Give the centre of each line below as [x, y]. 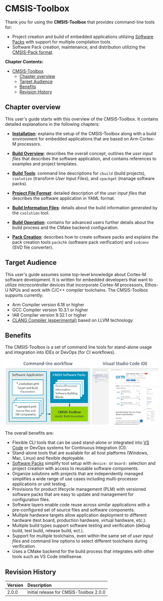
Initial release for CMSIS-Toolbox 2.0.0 [66, 592]
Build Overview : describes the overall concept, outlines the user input [82, 153]
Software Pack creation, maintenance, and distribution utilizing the [79, 47]
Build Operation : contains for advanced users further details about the [83, 222]
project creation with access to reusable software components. [75, 468]
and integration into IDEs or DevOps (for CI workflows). [60, 352]
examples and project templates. [45, 163]
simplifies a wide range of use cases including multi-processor [75, 479]
